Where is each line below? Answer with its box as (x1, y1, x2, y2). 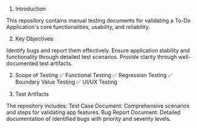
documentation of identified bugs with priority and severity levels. (6, 115, 171, 122)
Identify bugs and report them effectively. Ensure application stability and (6, 47, 190, 54)
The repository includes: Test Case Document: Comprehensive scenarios (6, 103, 190, 109)
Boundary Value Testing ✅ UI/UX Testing (15, 78, 117, 86)
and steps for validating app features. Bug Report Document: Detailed (6, 109, 181, 116)
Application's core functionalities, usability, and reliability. (6, 24, 150, 30)
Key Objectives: (15, 35, 55, 42)
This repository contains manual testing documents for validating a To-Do (6, 17, 191, 24)
